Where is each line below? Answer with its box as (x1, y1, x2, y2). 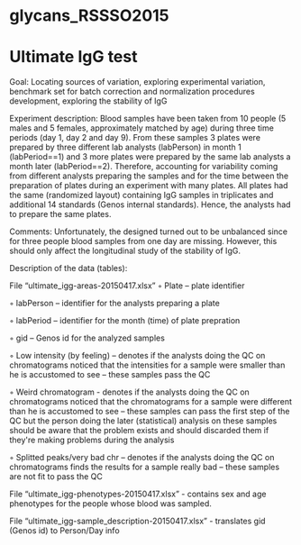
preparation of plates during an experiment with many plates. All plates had (9, 180, 288, 191)
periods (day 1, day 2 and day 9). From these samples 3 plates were (9, 132, 261, 143)
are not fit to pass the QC (9, 471, 104, 482)
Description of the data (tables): (9, 263, 128, 274)
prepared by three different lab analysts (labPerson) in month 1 (9, 141, 242, 153)
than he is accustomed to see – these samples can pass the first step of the (9, 406, 290, 417)
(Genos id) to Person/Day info (9, 525, 120, 536)
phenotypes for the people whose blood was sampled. (9, 498, 212, 509)
